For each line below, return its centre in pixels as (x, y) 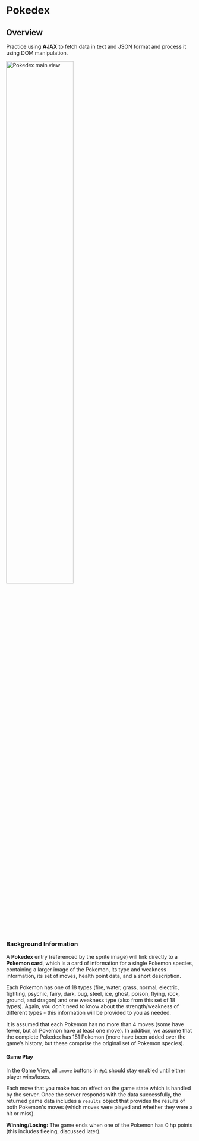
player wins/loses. (28, 1076)
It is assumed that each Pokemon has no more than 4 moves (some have (95, 1024)
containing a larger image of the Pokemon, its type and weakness (86, 970)
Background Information (42, 944)
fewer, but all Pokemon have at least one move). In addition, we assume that (99, 1031)
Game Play (20, 1056)
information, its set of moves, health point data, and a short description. (94, 976)
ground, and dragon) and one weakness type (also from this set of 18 (91, 1000)
